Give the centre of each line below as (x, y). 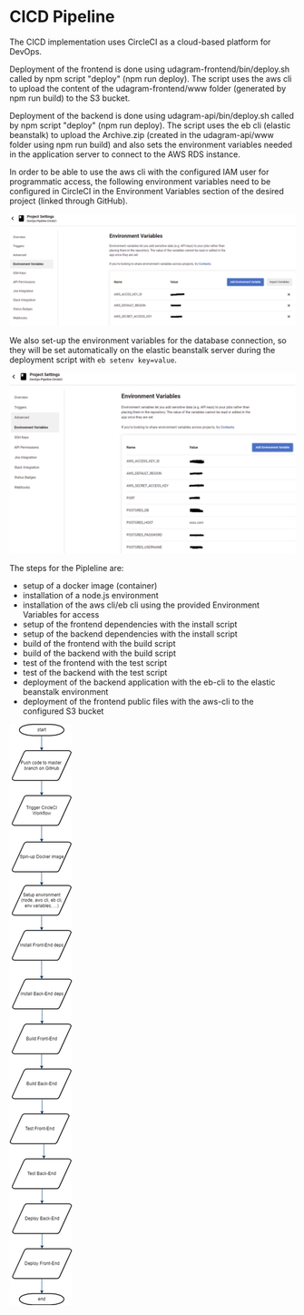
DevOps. (26, 51)
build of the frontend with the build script (99, 643)
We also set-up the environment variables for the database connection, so (148, 340)
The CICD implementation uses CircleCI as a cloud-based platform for (140, 42)
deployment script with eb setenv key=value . (93, 360)
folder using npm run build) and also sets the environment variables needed (151, 144)
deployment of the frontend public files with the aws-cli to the (138, 701)
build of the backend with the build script (99, 653)
